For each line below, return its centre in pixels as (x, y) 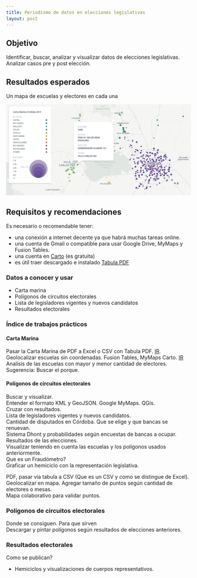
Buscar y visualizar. (30, 396)
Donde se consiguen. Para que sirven (51, 523)
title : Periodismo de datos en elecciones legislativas (76, 12)
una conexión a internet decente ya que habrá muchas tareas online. (97, 237)
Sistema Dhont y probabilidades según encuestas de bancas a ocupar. (91, 434)
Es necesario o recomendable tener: (50, 226)
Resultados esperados (48, 82)
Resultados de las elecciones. (42, 440)
